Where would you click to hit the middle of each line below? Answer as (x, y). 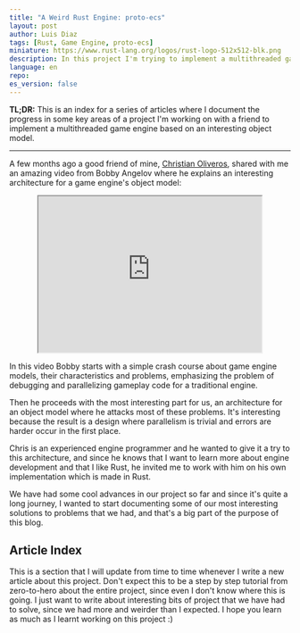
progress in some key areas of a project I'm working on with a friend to (140, 119)
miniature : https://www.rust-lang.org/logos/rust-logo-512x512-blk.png (145, 51)
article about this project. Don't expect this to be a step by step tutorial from (149, 581)
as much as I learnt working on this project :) (92, 619)
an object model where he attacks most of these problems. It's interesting (145, 412)
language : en (33, 68)
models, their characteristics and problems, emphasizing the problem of (142, 375)
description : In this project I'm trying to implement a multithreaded (145, 59)
